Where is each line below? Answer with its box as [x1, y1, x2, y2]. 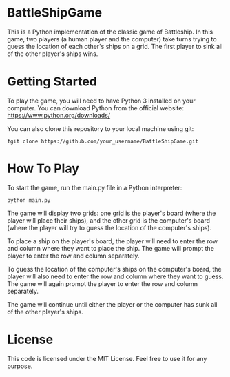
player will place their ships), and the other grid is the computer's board [7, 216, 211, 225]
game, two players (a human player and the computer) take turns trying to [7, 34, 217, 43]
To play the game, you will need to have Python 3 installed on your [7, 96, 196, 105]
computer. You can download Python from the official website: [7, 103, 185, 112]
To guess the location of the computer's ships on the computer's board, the [7, 265, 222, 273]
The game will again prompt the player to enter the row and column [7, 279, 198, 287]
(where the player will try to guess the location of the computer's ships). [7, 223, 212, 232]
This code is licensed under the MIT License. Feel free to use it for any [7, 354, 207, 363]
